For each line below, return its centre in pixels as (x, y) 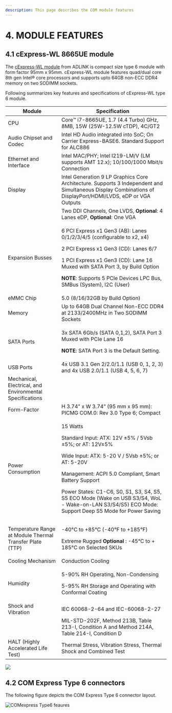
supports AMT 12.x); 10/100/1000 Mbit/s (112, 162)
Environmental (25, 391)
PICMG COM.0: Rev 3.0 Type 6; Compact (111, 412)
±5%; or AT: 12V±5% (87, 444)
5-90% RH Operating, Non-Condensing (110, 574)
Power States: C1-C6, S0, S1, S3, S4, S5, (112, 491)
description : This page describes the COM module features (70, 10)
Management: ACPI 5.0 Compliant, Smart (111, 473)
